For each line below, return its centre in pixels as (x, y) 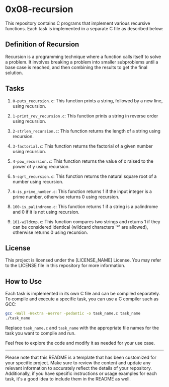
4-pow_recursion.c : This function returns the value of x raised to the (83, 161)
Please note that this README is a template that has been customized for (81, 357)
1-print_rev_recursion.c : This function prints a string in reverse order (85, 116)
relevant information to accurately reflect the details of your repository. (79, 368)
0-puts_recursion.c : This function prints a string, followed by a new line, (88, 101)
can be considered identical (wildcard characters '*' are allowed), (80, 227)
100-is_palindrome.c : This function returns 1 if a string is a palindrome (85, 206)
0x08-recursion (39, 9)
